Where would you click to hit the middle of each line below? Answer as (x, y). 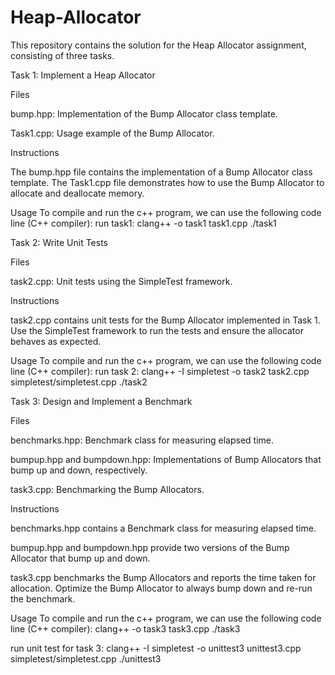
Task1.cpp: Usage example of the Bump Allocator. (112, 133)
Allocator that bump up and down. (80, 558)
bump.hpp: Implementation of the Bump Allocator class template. (144, 113)
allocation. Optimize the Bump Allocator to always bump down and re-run (161, 588)
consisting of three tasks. (62, 55)
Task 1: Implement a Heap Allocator (83, 75)
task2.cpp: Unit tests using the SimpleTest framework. (121, 281)
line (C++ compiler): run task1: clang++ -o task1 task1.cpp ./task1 (143, 223)
